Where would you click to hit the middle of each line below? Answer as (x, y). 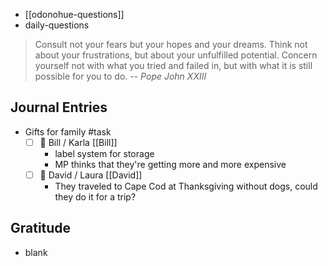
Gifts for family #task (68, 131)
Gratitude (41, 228)
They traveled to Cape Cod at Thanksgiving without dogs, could (186, 186)
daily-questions (57, 25)
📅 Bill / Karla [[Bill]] (78, 142)
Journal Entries (59, 107)
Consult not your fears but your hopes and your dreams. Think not (171, 44)
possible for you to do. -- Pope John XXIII (120, 76)
